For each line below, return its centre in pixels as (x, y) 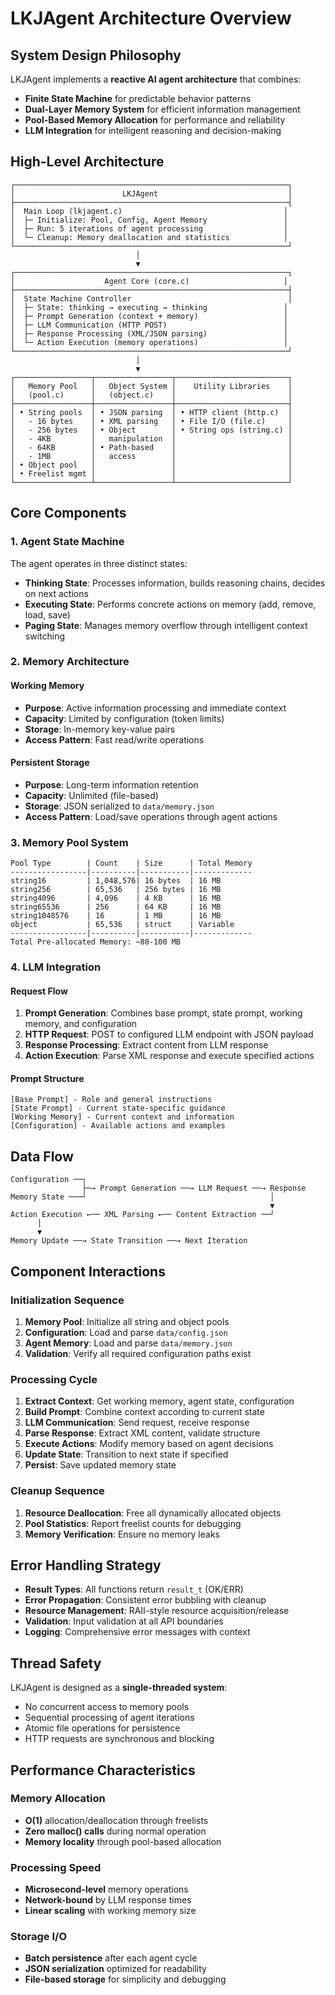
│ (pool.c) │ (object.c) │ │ (151, 395)
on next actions (56, 593)
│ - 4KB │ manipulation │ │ (151, 438)
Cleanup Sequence (57, 1491)
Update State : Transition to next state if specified (126, 1454)
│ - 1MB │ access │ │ (151, 456)
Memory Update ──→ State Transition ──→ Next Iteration (129, 1241)
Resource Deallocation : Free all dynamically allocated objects (153, 1513)
